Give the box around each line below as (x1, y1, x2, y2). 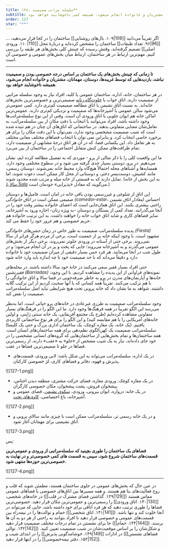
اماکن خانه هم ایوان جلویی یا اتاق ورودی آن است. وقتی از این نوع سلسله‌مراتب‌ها (6, 113, 156, 119)
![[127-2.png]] (6, 403, 35, 410)
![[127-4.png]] (6, 468, 35, 474)
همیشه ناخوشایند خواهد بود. (6, 81, 57, 88)
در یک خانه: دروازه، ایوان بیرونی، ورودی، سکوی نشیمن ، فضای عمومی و (13, 388, 146, 395)
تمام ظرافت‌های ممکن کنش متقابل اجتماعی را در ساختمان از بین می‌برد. (6, 145, 141, 151)
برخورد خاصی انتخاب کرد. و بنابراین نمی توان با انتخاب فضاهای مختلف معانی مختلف (6, 134, 161, 140)
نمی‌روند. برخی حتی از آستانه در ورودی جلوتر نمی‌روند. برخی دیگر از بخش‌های (6, 238, 150, 244)
